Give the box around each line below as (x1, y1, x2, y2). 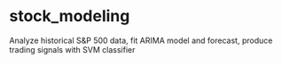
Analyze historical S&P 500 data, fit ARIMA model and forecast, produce (9, 35, 273, 46)
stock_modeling (9, 6, 130, 26)
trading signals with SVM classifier (9, 44, 136, 54)
